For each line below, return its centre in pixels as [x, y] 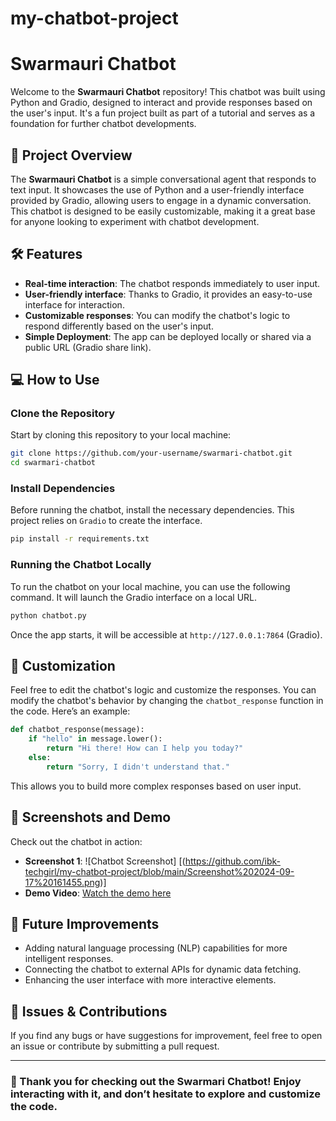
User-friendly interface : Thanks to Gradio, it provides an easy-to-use [168, 294]
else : [40, 757]
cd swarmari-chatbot [53, 463]
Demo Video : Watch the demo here [98, 893]
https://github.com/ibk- [233, 861]
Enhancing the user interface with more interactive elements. [150, 980]
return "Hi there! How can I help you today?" [145, 748]
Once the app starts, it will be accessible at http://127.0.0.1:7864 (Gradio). [166, 634]
